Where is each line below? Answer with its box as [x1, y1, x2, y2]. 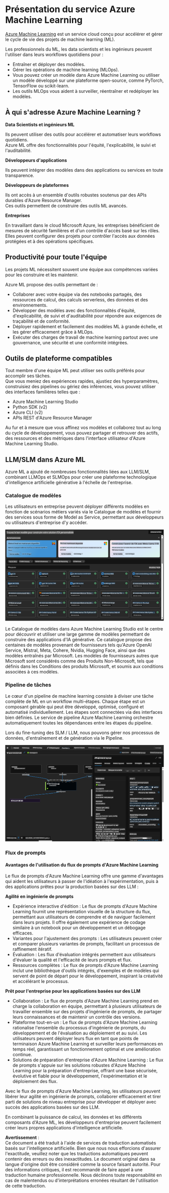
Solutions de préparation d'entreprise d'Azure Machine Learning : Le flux [12, 1057, 163, 1063]
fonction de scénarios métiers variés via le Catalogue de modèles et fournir [5, 509, 161, 515]
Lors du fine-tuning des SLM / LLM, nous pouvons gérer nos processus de [5, 730, 160, 736]
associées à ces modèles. [5, 669, 59, 675]
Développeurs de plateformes [5, 182, 69, 188]
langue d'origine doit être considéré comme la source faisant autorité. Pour [5, 1161, 161, 1167]
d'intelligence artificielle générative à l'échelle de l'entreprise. [5, 480, 133, 486]
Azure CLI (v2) [12, 409, 43, 416]
